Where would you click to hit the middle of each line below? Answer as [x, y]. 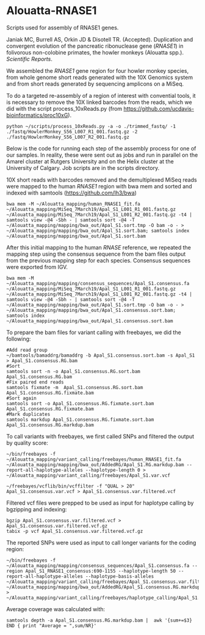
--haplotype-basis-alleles [120, 576]
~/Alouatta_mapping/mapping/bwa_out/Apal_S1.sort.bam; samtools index [98, 231]
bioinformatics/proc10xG [37, 115]
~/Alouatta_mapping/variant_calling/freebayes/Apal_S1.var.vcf [88, 475]
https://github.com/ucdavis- [159, 108]
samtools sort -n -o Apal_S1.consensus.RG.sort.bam [73, 371]
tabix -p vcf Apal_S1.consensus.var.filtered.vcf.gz [75, 531]
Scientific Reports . [30, 59]
